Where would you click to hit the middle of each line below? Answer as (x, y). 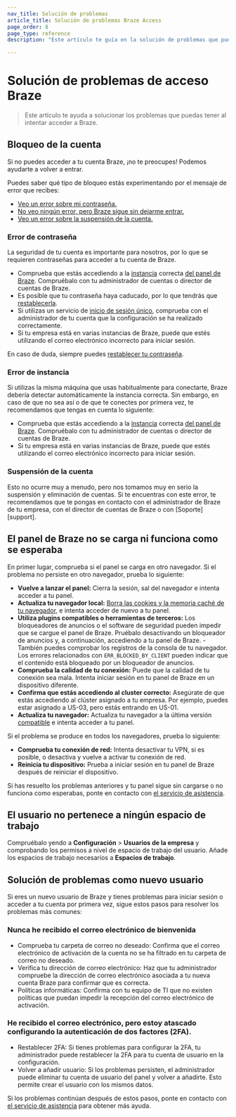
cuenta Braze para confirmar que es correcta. (84, 982)
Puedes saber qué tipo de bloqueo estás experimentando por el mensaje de (117, 183)
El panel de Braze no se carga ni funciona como (113, 539)
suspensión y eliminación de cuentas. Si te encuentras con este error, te (112, 494)
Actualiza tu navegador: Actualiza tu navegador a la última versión (114, 714)
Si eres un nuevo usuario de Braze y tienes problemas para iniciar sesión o (115, 897)
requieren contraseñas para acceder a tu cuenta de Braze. (92, 260)
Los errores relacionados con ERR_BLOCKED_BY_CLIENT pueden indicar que (123, 655)
